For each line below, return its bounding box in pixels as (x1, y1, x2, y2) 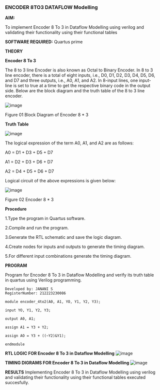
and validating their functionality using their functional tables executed (5, 374, 146, 380)
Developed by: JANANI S (5, 286, 53, 292)
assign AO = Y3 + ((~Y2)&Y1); (5, 334, 66, 338)
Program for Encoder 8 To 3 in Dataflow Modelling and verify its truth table (5, 272, 154, 278)
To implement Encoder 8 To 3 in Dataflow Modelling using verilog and (5, 24, 144, 30)
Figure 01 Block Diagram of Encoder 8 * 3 (5, 112, 89, 118)
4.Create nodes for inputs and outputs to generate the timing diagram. (5, 244, 145, 249)
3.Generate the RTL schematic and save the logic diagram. (5, 234, 122, 240)
